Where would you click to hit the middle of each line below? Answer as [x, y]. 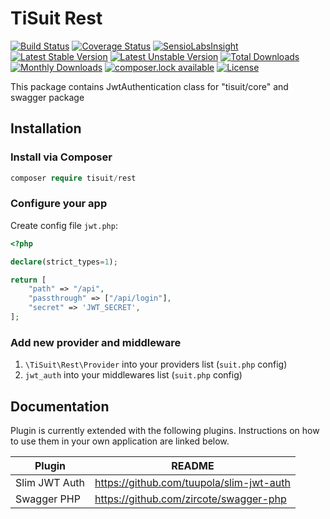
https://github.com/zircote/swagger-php [190, 499]
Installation [46, 128]
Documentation [60, 406]
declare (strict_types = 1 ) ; [64, 262]
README [193, 466]
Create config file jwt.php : [64, 225]
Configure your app [59, 204]
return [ [28, 280]
